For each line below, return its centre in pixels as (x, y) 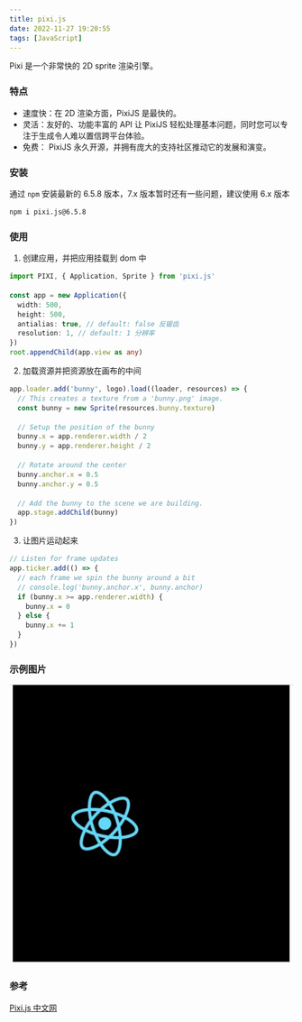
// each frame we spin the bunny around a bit (106, 577)
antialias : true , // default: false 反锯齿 (98, 324)
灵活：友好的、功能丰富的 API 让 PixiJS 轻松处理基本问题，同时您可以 (151, 124)
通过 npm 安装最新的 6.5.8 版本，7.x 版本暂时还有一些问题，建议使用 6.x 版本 (150, 193)
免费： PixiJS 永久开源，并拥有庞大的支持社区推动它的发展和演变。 (147, 147)
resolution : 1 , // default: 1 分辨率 (86, 334)
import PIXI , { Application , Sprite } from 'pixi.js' (113, 276)
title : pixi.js (38, 19)
